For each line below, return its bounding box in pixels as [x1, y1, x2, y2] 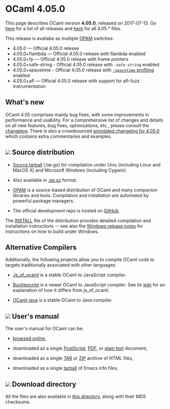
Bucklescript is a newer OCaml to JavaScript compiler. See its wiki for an [12, 282, 165, 288]
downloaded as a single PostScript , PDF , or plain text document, [12, 345, 148, 351]
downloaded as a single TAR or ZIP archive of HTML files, [12, 355, 134, 362]
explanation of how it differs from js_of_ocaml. [12, 287, 110, 294]
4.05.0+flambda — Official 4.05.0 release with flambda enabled [12, 51, 146, 57]
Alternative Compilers [5, 243, 77, 252]
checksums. [5, 399, 31, 405]
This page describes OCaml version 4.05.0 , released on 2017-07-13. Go [5, 20, 157, 26]
